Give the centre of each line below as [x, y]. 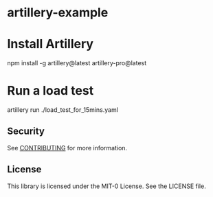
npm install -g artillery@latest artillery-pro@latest [77, 63]
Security [26, 131]
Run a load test [51, 91]
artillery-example [58, 13]
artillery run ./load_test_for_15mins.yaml [63, 110]
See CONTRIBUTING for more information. [67, 148]
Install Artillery [51, 44]
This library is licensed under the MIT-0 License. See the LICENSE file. [106, 186]
